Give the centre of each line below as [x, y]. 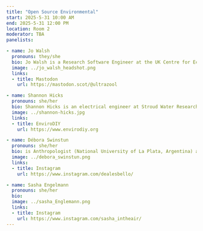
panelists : [20, 40]
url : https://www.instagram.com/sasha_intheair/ [79, 218]
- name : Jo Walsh [28, 51]
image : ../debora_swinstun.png [51, 157]
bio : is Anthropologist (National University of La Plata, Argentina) [102, 152]
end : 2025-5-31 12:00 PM [37, 23]
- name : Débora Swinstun [37, 140]
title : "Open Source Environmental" [52, 12]
